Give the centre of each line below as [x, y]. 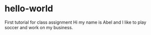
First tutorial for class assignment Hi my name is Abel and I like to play [75, 22]
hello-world [29, 9]
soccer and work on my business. [39, 27]
